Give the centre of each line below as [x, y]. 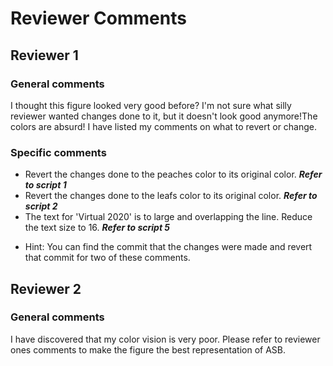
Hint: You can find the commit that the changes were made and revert [168, 247]
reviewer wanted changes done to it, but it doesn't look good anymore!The [164, 116]
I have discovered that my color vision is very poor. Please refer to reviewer [165, 339]
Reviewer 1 [44, 55]
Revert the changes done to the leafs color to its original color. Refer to [171, 196]
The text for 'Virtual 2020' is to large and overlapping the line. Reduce [168, 217]
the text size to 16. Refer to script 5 [97, 228]
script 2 [41, 206]
